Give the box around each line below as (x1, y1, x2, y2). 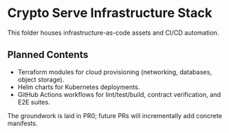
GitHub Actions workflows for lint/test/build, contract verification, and (17, 90, 221, 98)
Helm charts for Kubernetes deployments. (17, 83, 140, 91)
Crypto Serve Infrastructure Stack (7, 5, 213, 21)
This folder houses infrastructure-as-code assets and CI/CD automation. (7, 28, 220, 37)
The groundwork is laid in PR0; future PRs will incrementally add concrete (7, 111, 223, 120)
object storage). (17, 75, 65, 83)
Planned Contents (7, 49, 89, 61)
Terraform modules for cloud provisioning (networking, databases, (17, 67, 213, 76)
